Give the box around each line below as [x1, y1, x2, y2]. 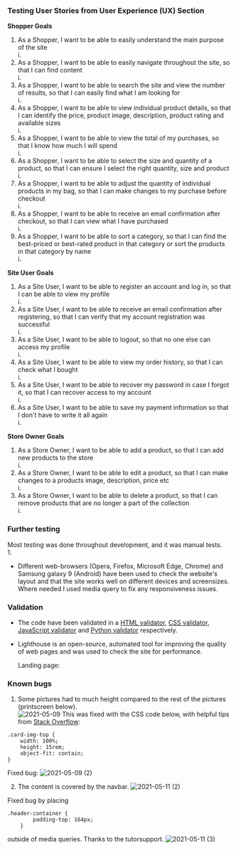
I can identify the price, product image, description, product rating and [17, 111, 225, 119]
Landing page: [17, 661, 60, 669]
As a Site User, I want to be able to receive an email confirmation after [17, 305, 222, 314]
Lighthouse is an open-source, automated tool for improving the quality [17, 639, 227, 648]
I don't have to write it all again [17, 411, 108, 420]
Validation [7, 602, 44, 612]
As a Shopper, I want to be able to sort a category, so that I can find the [17, 232, 227, 240]
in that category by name [17, 248, 92, 256]
